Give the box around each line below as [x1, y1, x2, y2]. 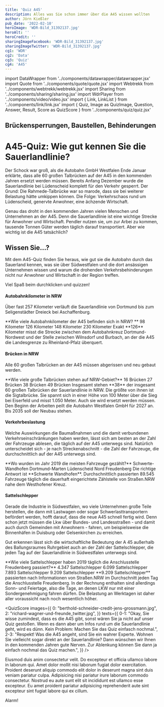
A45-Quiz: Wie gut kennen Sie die [5, 141, 146, 152]
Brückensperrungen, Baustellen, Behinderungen [5, 121, 157, 129]
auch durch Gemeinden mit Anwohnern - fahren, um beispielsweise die [5, 525, 149, 530]
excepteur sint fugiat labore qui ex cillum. [5, 688, 89, 694]
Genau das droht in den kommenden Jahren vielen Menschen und [5, 208, 139, 214]
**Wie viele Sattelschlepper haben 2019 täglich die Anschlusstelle [5, 559, 140, 565]
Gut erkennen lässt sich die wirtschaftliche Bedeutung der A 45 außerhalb [5, 539, 155, 545]
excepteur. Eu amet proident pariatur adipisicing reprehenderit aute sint [5, 683, 149, 689]
